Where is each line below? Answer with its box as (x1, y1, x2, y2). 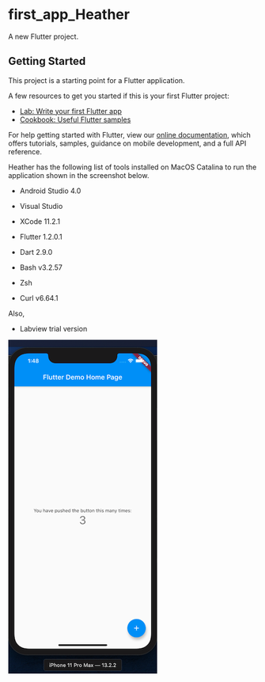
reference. (8, 146, 42, 156)
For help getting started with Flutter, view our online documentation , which (8, 130, 252, 139)
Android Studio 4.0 (19, 186, 81, 195)
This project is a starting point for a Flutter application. (8, 75, 185, 85)
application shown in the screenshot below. (8, 170, 150, 180)
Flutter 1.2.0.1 (19, 232, 63, 241)
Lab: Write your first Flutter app (19, 106, 123, 116)
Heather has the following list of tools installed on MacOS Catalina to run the (8, 162, 257, 172)
